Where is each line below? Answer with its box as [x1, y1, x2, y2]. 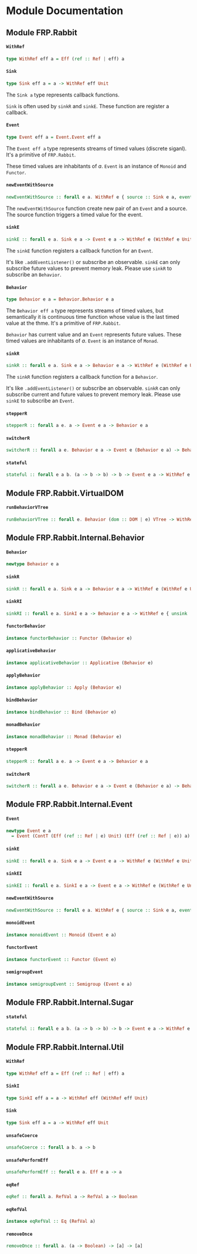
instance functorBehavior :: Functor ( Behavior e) [6, 635, 133, 641]
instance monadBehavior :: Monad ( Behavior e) [6, 733, 122, 739]
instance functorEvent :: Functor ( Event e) [6, 956, 117, 962]
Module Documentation [6, 4, 124, 18]
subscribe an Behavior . [6, 271, 62, 278]
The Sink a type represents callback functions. [6, 91, 120, 98]
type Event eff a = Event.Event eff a [6, 134, 101, 140]
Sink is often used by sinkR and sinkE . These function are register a [6, 102, 169, 109]
